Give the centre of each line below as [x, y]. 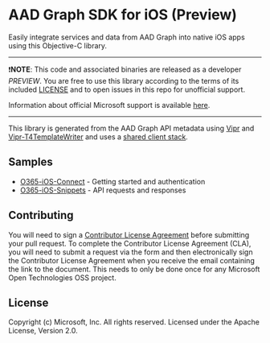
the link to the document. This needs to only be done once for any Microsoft [134, 269]
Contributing [41, 215]
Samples [31, 162]
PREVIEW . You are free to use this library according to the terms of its [124, 81]
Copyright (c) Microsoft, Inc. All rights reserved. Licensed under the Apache [134, 322]
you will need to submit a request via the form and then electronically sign [131, 252]
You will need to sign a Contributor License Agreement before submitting [129, 234]
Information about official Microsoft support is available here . [109, 105]
